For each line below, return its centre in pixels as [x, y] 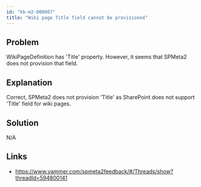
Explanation [29, 83]
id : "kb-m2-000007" [31, 12]
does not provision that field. [42, 63]
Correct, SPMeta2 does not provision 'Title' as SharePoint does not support [101, 97]
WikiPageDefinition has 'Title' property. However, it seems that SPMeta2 [97, 57]
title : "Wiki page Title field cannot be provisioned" [77, 18]
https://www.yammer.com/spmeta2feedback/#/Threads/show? [94, 171]
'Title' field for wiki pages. [39, 104]
